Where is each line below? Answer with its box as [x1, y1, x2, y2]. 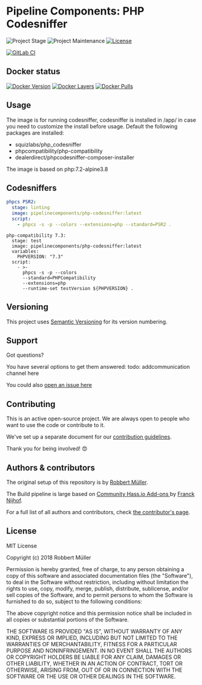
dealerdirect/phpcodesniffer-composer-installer [15, 153, 135, 161]
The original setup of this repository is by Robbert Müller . [6, 478, 148, 486]
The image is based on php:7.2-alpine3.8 [6, 165, 108, 173]
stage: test [11, 237, 42, 243]
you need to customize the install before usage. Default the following [6, 122, 178, 130]
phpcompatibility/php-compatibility [15, 147, 103, 154]
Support [6, 335, 38, 346]
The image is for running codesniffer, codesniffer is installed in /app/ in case [6, 116, 197, 124]
